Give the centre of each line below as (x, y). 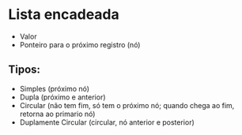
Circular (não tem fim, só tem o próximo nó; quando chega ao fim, (127, 105)
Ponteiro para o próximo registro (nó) (80, 44)
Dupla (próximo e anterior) (62, 97)
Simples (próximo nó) (54, 88)
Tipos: (25, 70)
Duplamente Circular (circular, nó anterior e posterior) (107, 122)
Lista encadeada (64, 15)
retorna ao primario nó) (57, 114)
